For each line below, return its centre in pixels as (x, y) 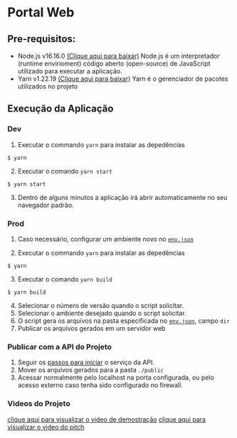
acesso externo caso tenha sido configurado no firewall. (100, 385)
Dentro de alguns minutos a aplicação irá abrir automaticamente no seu (122, 197)
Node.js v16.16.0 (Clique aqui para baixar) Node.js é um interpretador (118, 56)
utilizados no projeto (48, 86)
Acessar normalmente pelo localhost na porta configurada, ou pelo (116, 378)
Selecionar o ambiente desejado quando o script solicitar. (102, 313)
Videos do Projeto (39, 404)
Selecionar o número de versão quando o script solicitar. (100, 305)
